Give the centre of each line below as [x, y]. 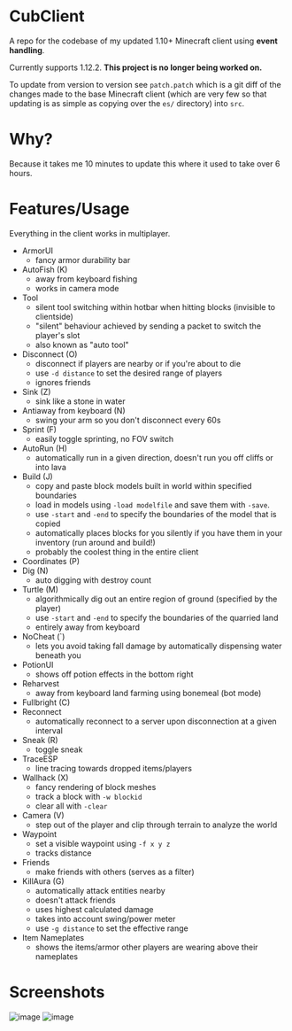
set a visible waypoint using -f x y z [103, 843]
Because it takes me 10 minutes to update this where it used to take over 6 [145, 163]
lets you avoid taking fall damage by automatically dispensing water [158, 646]
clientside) [54, 316]
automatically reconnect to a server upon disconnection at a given [156, 721]
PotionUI [38, 664]
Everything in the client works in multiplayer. [90, 233]
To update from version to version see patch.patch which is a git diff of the [145, 84]
